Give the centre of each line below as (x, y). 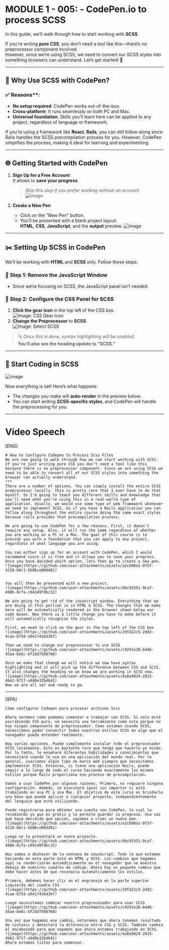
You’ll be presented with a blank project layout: (68, 221)
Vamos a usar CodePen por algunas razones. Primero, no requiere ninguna (84, 783)
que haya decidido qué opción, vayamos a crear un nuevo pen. (72, 819)
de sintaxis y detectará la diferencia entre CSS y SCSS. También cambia (84, 925)
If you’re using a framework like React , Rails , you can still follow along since (84, 132)
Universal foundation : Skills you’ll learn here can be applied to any (82, 117)
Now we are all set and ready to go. (45, 685)
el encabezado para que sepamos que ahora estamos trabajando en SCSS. (82, 929)
